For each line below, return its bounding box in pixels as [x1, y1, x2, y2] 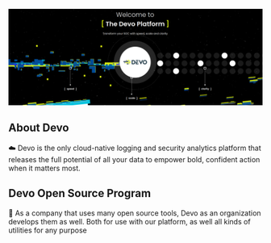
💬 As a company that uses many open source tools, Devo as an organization [8, 207, 261, 218]
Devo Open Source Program [8, 186, 152, 200]
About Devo [8, 121, 69, 135]
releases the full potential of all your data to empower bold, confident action [8, 154, 261, 164]
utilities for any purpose [8, 225, 87, 235]
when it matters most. [8, 163, 81, 173]
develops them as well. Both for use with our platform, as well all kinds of [8, 216, 252, 226]
